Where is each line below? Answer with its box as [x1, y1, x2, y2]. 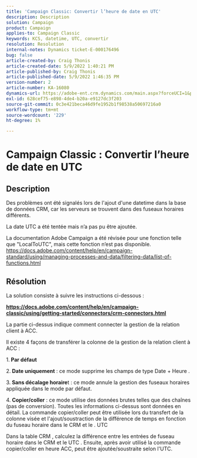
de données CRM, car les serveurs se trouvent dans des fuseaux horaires [6, 206, 184, 213]
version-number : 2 [6, 80, 51, 86]
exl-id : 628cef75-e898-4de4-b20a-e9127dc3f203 [6, 96, 122, 101]
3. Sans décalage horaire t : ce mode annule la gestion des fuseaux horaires [6, 379, 190, 386]
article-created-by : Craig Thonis [6, 57, 91, 63]
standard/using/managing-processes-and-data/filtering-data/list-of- [6, 253, 172, 260]
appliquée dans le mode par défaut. [6, 385, 92, 392]
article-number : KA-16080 [6, 85, 69, 91]
